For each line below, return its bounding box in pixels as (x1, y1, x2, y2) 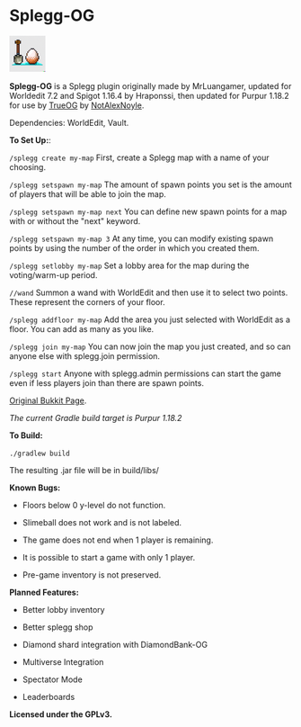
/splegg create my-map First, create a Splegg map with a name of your (9, 152, 270, 163)
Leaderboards (22, 691, 75, 702)
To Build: (9, 429, 43, 441)
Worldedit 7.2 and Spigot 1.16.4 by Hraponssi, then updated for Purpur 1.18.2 (9, 90, 289, 101)
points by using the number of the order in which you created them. (9, 242, 260, 253)
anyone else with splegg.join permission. (9, 350, 160, 361)
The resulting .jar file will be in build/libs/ (9, 464, 160, 475)
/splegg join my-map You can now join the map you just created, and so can (9, 341, 291, 352)
